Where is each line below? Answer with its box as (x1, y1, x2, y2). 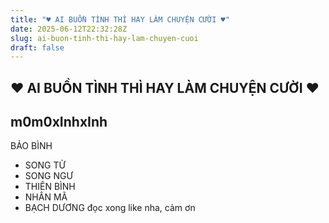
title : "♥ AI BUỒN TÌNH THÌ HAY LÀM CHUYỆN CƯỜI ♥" (10, 14, 230, 25)
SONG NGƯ (24, 170, 73, 182)
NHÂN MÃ (24, 191, 68, 203)
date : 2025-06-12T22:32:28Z (10, 24, 128, 34)
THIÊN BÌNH (24, 181, 76, 193)
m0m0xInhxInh (10, 114, 108, 131)
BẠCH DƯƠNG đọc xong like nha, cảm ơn (24, 202, 196, 214)
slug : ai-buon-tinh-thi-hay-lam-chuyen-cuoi (10, 33, 199, 43)
